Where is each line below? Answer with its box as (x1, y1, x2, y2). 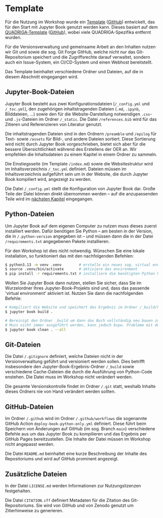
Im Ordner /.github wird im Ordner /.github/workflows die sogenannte (5, 416, 147, 421)
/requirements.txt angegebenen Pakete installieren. (5, 238, 110, 244)
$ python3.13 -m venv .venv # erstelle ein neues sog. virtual (5, 262, 151, 267)
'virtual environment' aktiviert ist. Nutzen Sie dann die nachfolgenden (5, 291, 144, 296)
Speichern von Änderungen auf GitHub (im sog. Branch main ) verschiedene (5, 426, 155, 432)
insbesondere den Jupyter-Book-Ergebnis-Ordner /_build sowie (5, 364, 134, 370)
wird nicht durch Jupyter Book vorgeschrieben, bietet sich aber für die (5, 141, 146, 147)
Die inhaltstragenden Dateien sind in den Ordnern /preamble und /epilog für (5, 130, 157, 136)
